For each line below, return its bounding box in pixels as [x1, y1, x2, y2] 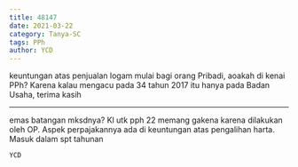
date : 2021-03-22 [9, 21, 74, 30]
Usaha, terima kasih [9, 90, 82, 100]
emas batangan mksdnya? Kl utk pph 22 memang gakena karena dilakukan [9, 115, 284, 125]
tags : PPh [9, 37, 46, 47]
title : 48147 [9, 12, 58, 22]
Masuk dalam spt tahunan [9, 134, 104, 145]
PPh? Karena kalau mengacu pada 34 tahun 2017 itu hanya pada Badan [9, 80, 271, 91]
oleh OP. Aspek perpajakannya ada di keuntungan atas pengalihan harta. [9, 124, 275, 135]
